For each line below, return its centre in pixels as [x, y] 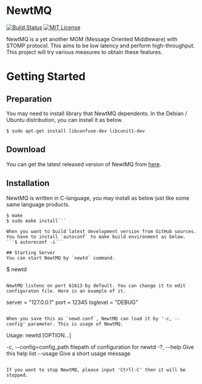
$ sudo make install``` [36, 221]
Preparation [29, 99]
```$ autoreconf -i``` [35, 242]
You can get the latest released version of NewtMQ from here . [84, 164]
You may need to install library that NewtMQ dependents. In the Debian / [97, 113]
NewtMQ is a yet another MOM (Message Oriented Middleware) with [92, 39]
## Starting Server [31, 252]
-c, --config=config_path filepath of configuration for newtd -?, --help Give [100, 347]
